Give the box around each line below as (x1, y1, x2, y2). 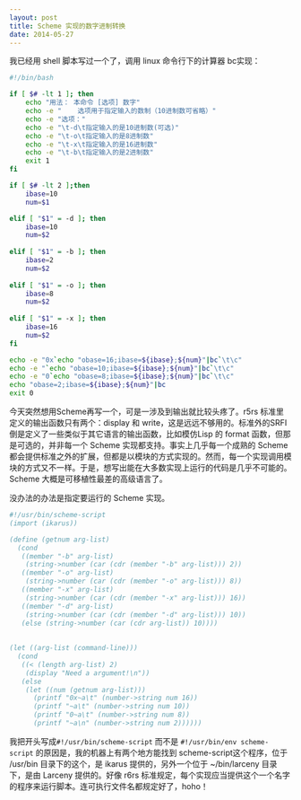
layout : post (9, 13, 58, 22)
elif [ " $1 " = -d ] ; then (9, 214, 106, 223)
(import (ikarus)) (9, 518, 78, 528)
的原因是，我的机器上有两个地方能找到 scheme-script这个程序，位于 (35, 747, 288, 758)
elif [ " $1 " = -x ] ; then (9, 314, 106, 323)
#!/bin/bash (9, 74, 54, 83)
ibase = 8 (25, 289, 54, 298)
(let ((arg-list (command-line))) (9, 644, 139, 653)
